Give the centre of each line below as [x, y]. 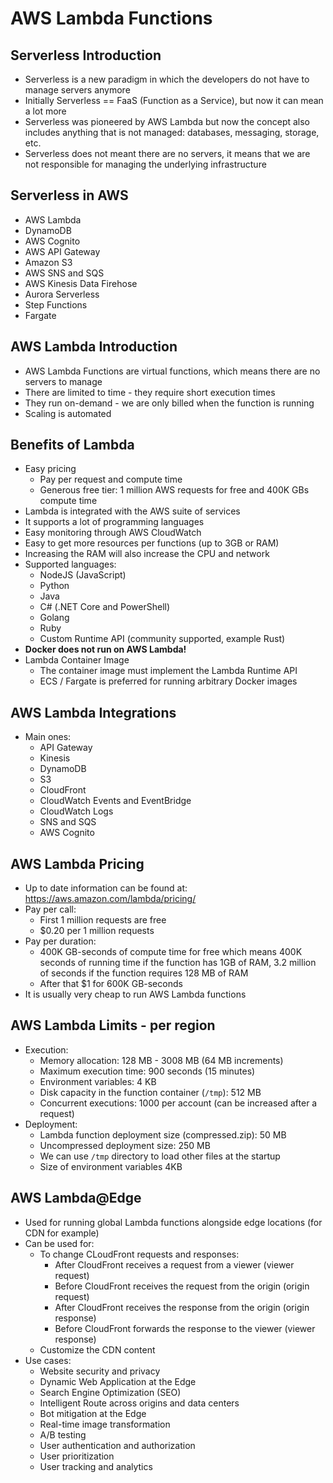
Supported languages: [70, 564]
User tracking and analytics [96, 1466]
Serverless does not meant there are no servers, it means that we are [167, 153]
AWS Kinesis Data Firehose [81, 283]
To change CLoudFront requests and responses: [139, 1254]
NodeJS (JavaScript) [83, 575]
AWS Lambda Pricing [77, 863]
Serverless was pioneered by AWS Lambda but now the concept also [167, 121]
